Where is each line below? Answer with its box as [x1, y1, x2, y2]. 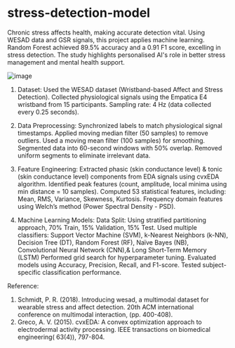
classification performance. [41, 268, 121, 276]
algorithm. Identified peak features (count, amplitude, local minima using [17, 179, 227, 188]
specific [17, 268, 41, 276]
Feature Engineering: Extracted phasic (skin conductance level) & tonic [17, 165, 223, 173]
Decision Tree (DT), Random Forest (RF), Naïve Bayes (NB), [17, 238, 189, 247]
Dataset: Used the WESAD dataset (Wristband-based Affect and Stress [17, 85, 223, 94]
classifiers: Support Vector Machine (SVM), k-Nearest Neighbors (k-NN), [17, 231, 229, 239]
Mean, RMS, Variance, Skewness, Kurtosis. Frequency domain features [17, 195, 223, 203]
